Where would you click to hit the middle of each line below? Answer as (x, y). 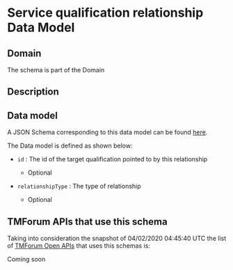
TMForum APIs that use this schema (88, 222)
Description (33, 92)
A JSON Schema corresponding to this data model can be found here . (107, 132)
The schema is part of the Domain (56, 70)
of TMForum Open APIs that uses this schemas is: (79, 246)
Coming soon (26, 260)
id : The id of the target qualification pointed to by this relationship (112, 159)
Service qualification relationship (105, 13)
